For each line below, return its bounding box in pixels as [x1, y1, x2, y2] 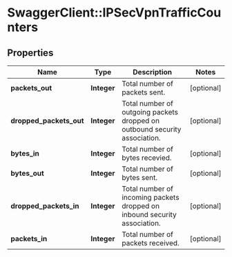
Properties [7, 47, 54, 59]
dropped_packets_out [10, 116, 84, 125]
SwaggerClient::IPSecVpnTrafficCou [7, 5, 222, 21]
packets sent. [122, 88, 166, 97]
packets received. [122, 238, 180, 247]
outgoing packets [122, 107, 178, 116]
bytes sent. [122, 173, 158, 182]
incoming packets [122, 193, 180, 202]
